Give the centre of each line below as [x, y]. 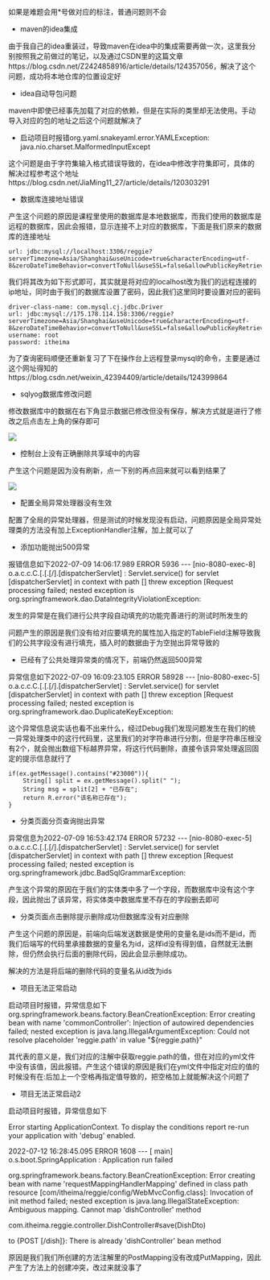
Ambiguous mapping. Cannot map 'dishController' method [105, 1210]
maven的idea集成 [49, 29]
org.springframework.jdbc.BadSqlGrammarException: [97, 873]
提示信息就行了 [47, 758]
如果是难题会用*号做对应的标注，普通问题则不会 [88, 12]
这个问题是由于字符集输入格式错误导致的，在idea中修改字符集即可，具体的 [132, 163]
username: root [34, 335]
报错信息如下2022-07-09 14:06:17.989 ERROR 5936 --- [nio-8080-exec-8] [132, 564]
